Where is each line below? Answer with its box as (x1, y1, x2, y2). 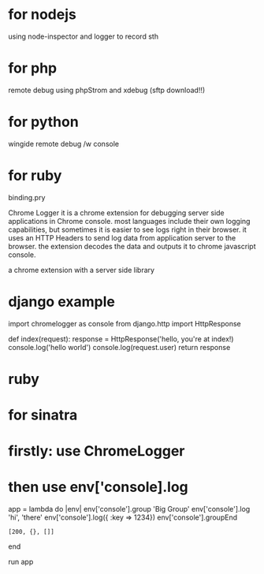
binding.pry (8, 192, 46, 202)
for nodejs (8, 6, 76, 24)
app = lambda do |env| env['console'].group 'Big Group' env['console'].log (8, 505, 251, 514)
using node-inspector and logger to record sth (8, 32, 159, 41)
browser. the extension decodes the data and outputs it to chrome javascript (8, 241, 256, 251)
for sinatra (8, 406, 78, 424)
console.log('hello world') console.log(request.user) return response (8, 342, 231, 352)
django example (8, 293, 116, 311)
